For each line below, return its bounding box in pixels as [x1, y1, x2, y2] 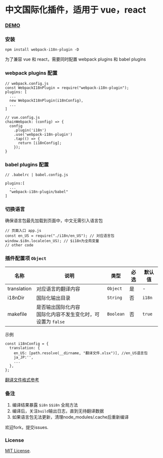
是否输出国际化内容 [36, 304, 81, 311]
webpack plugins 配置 [5, 70, 58, 77]
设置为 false [36, 318, 65, 325]
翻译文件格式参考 [5, 376, 39, 382]
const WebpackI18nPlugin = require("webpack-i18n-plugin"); [5, 85, 130, 90]
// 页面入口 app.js [5, 229, 42, 233]
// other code [5, 243, 34, 248]
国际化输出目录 [36, 294, 71, 301]
